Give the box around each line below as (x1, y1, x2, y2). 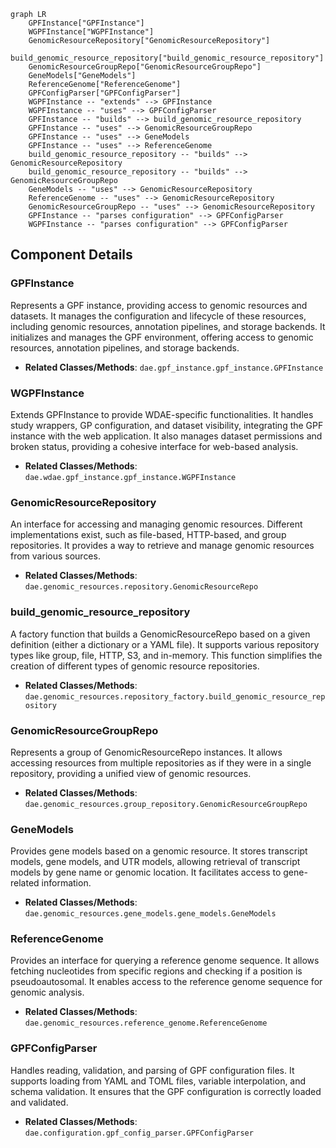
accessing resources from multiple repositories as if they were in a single (10, 756, 312, 769)
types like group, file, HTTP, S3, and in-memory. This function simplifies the (10, 649, 323, 661)
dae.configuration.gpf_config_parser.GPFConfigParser (24, 1128, 254, 1138)
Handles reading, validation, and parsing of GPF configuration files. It (10, 1064, 295, 1076)
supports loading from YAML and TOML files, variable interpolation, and (10, 1075, 307, 1087)
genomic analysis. (10, 986, 85, 999)
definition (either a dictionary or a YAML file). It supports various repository (10, 638, 320, 650)
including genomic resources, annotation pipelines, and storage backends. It (10, 320, 326, 332)
